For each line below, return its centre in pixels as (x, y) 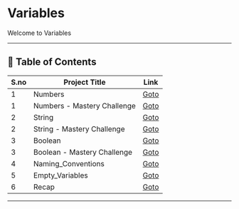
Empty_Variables (60, 175)
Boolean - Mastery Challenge (83, 152)
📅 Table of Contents (52, 62)
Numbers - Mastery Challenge (85, 106)
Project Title (85, 82)
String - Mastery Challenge (79, 128)
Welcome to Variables (39, 33)
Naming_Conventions (69, 163)
